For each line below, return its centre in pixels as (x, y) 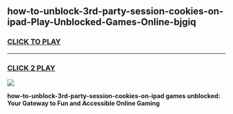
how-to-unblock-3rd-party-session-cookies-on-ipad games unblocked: (114, 95)
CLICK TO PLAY (34, 42)
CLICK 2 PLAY (31, 68)
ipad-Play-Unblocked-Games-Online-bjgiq (102, 22)
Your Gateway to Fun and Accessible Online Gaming (84, 103)
